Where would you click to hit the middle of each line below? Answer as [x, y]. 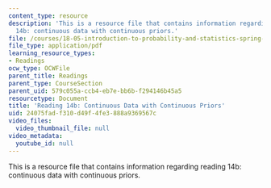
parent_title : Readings [48, 76]
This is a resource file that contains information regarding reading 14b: [125, 166]
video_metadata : [35, 136]
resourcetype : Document [48, 98]
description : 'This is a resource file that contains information [122, 23]
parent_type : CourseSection [56, 83]
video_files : [30, 121]
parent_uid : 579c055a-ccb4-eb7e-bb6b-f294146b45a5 [95, 91]
